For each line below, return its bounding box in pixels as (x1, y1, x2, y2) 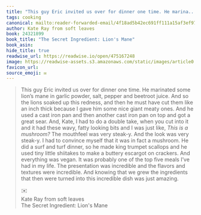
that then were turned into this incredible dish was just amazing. (20, 175, 179, 182)
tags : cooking (6, 14, 42, 20)
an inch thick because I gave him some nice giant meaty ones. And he (20, 105, 194, 112)
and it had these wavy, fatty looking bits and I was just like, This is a (20, 124, 188, 131)
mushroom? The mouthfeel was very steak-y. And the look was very (20, 131, 190, 138)
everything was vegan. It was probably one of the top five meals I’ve (20, 156, 190, 163)
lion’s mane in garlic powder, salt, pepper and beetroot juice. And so (20, 93, 189, 100)
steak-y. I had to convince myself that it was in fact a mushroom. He (20, 137, 189, 144)
